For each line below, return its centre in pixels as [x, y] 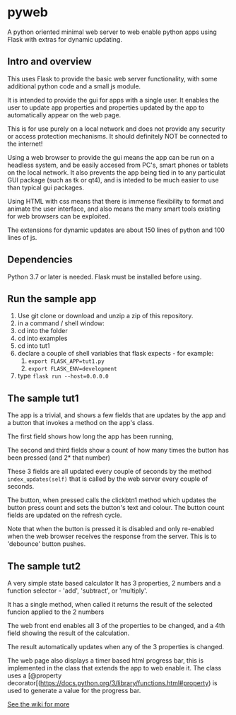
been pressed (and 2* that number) [59, 458]
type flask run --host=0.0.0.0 [63, 376]
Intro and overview [49, 62]
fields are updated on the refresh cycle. [65, 515]
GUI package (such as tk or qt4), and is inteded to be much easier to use [113, 180]
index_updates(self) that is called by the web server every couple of [108, 479]
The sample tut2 [44, 566]
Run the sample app [52, 299]
